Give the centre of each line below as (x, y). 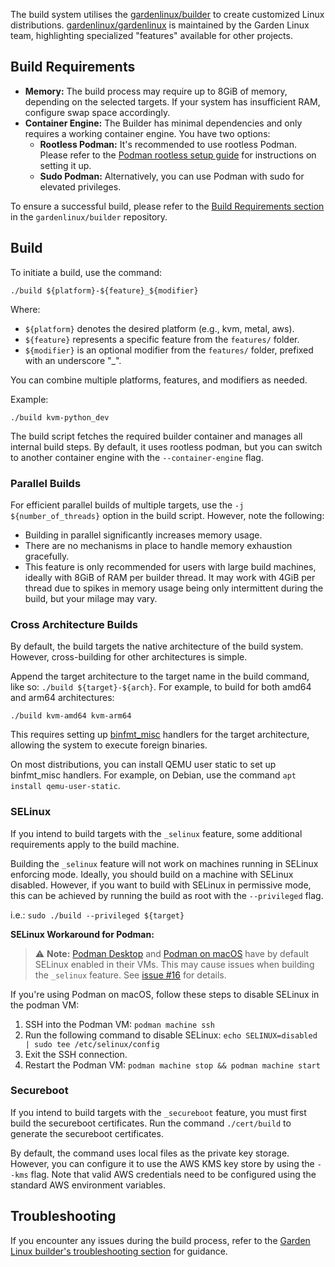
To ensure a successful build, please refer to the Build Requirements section (167, 206)
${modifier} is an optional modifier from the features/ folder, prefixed (169, 350)
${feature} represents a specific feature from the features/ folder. (162, 339)
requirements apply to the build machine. (95, 844)
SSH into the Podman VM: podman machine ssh (119, 1024)
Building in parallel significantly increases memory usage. (143, 535)
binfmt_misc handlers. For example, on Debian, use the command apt (153, 775)
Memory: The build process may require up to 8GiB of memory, (156, 91)
